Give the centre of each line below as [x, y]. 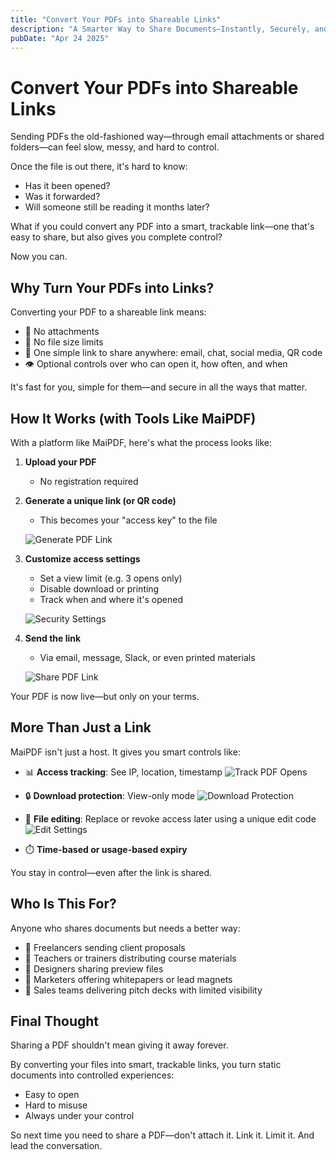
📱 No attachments [62, 332]
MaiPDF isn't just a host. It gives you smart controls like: [125, 752]
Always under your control [79, 1116]
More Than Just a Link [81, 727]
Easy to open [52, 1095]
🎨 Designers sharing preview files [94, 968]
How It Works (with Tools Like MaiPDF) [133, 418]
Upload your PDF [60, 462]
